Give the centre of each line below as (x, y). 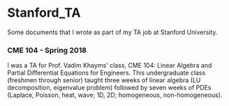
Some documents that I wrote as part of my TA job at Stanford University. (112, 32)
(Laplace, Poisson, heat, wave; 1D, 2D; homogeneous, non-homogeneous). (115, 95)
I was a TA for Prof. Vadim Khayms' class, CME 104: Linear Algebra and (110, 66)
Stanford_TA (44, 13)
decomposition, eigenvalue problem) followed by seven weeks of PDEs (109, 88)
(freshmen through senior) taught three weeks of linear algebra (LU (104, 80)
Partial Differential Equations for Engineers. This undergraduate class (106, 73)
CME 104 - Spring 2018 (47, 50)
